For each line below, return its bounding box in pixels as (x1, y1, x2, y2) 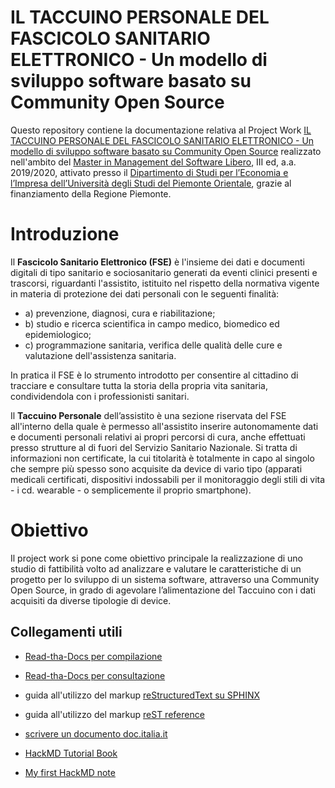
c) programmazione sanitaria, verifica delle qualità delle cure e (24, 339, 283, 351)
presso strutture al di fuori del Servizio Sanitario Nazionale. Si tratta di (10, 441, 298, 453)
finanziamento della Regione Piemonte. (10, 187, 172, 200)
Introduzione (10, 223, 120, 246)
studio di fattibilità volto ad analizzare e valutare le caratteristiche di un (10, 562, 302, 575)
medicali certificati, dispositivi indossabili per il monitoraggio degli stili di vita (10, 473, 326, 485)
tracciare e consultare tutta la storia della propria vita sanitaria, (10, 379, 268, 391)
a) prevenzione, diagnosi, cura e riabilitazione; (24, 307, 216, 319)
